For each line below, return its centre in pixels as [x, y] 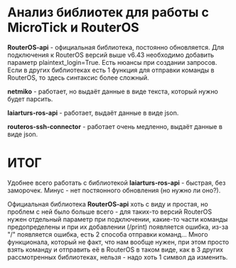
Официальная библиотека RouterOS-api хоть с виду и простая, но [108, 204]
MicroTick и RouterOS [74, 27]
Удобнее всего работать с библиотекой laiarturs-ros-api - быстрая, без [117, 182]
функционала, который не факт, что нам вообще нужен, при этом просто [118, 242]
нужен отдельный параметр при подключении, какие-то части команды [118, 219]
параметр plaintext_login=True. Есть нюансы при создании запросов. [112, 62]
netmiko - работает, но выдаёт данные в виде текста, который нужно [113, 91]
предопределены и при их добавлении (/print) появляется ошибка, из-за [118, 227]
